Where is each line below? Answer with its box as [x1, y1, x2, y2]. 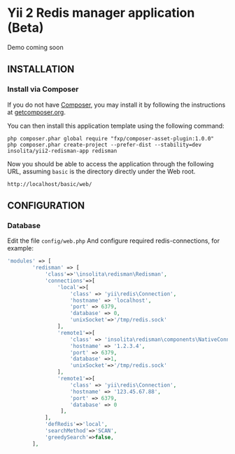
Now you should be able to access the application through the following [7, 159, 215, 168]
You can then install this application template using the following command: [7, 121, 225, 130]
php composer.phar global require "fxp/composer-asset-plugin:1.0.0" [7, 135, 215, 142]
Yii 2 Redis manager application [7, 5, 195, 21]
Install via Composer [7, 84, 79, 94]
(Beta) [7, 20, 44, 36]
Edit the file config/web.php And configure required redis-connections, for [7, 236, 220, 245]
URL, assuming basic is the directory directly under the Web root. [7, 167, 196, 175]
